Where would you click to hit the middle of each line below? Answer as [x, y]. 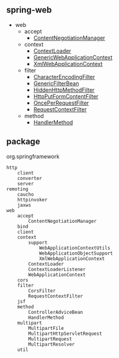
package [23, 142]
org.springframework [33, 156]
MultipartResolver [52, 344]
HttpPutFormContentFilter [66, 96]
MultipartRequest [50, 339]
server [26, 184]
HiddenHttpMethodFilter [64, 90]
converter [30, 178]
